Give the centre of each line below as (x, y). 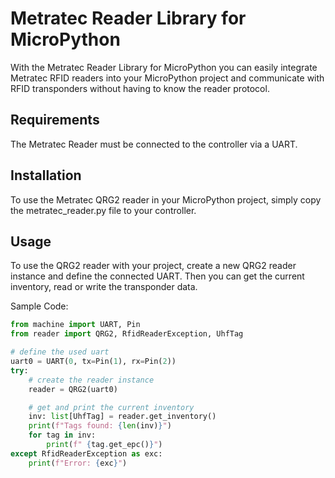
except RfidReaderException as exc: (86, 453)
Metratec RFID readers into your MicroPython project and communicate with (167, 78)
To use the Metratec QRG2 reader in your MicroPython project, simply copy (166, 199)
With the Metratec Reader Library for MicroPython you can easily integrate (164, 67)
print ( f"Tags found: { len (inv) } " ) (100, 426)
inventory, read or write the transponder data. (104, 287)
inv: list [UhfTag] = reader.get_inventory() (122, 417)
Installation (46, 175)
